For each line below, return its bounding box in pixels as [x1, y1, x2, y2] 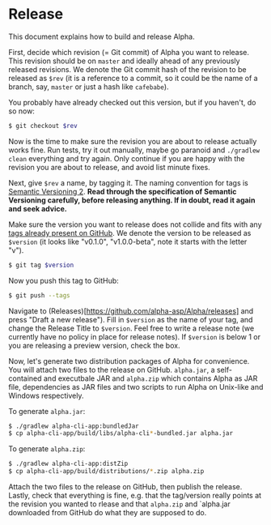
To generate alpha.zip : [8, 444, 86, 454]
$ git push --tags [8, 291, 70, 300]
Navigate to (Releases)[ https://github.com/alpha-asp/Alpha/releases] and [8, 305, 254, 316]
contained [8, 373, 42, 383]
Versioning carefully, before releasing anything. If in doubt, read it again [8, 195, 256, 205]
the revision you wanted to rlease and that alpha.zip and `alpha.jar [8, 499, 231, 509]
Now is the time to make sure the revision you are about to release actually [8, 136, 257, 146]
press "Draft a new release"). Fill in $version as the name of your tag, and [8, 314, 253, 324]
